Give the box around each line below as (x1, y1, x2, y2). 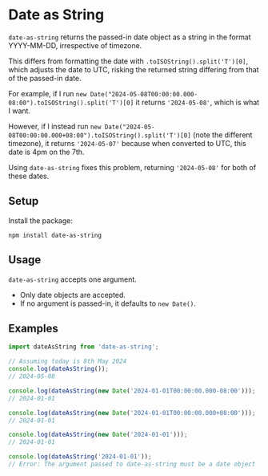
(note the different (193, 130, 253, 140)
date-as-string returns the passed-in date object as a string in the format (8, 32, 251, 42)
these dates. (8, 171, 50, 181)
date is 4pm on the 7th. (8, 147, 85, 157)
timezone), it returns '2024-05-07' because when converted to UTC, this (8, 138, 246, 148)
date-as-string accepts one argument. (8, 275, 138, 284)
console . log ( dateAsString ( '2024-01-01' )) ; (8, 453, 152, 461)
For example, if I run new (8, 88, 87, 98)
